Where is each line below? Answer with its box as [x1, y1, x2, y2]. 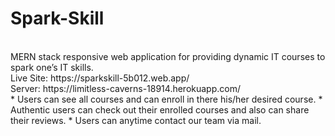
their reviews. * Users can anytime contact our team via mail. [10, 114, 262, 126]
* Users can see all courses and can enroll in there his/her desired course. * [10, 93, 323, 105]
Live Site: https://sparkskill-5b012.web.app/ [10, 72, 190, 84]
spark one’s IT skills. [10, 61, 94, 73]
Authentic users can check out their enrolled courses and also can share [10, 103, 310, 116]
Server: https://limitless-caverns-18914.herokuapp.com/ [10, 82, 241, 94]
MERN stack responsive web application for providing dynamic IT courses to [10, 50, 326, 62]
